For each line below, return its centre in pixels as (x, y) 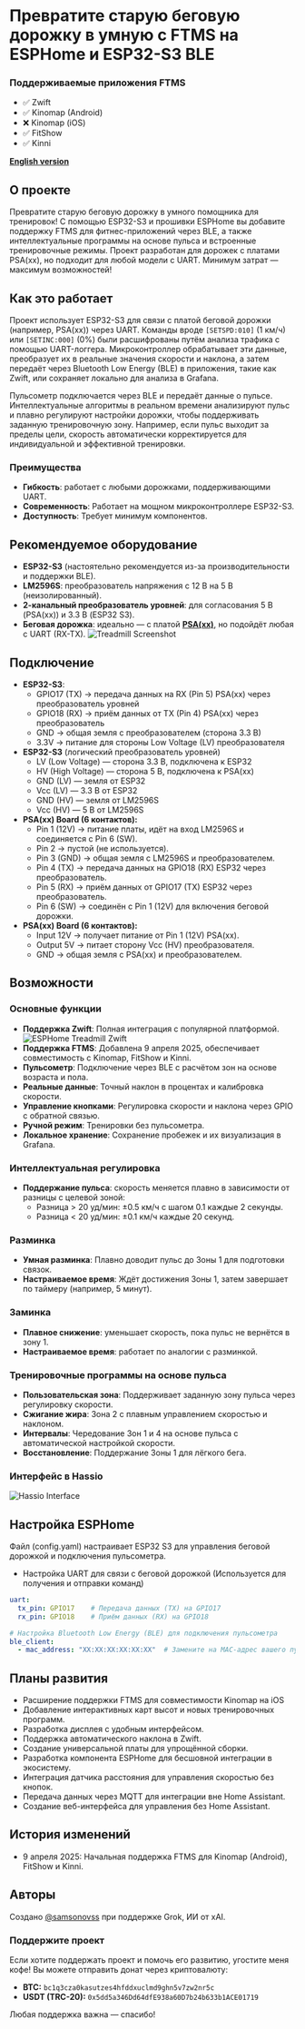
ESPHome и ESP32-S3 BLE (112, 54)
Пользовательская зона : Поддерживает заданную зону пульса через (159, 1394)
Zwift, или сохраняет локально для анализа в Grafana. (114, 379)
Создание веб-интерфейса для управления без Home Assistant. (146, 1807)
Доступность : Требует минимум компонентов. (115, 516)
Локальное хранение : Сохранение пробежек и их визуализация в (152, 1135)
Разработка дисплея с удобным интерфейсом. (113, 1729)
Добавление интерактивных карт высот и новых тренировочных (148, 1710)
